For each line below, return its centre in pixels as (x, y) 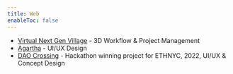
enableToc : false (33, 20)
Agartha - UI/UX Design (52, 48)
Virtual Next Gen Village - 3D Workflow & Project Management (109, 40)
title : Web (23, 14)
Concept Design (41, 63)
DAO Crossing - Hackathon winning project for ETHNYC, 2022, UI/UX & (122, 55)
